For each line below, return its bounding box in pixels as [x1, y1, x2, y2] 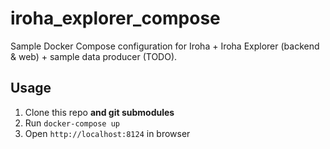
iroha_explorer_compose [10, 7, 221, 30]
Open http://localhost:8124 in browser [24, 127, 191, 139]
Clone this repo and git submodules [24, 106, 175, 118]
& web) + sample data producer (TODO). [10, 50, 178, 62]
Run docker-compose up [24, 117, 120, 129]
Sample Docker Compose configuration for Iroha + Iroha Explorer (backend [10, 40, 320, 52]
